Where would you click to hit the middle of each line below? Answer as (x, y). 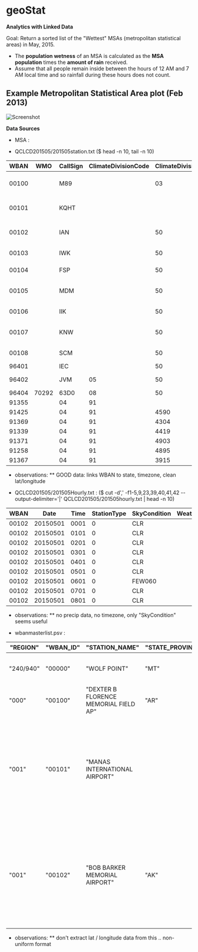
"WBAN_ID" (63, 647)
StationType (109, 513)
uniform (24, 944)
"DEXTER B (101, 689)
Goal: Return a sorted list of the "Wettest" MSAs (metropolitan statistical (93, 38)
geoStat (26, 10)
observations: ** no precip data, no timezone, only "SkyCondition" (95, 615)
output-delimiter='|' (39, 498)
